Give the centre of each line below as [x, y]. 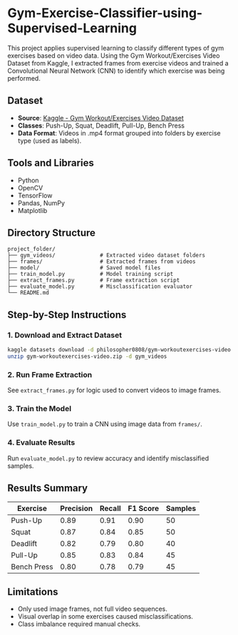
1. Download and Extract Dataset [65, 335]
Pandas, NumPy [41, 203]
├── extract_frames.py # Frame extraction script [94, 280]
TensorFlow [35, 195]
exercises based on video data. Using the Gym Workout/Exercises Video [114, 56]
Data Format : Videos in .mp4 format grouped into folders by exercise [119, 133]
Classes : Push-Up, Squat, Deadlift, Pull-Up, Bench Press [101, 125]
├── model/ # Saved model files [84, 268]
